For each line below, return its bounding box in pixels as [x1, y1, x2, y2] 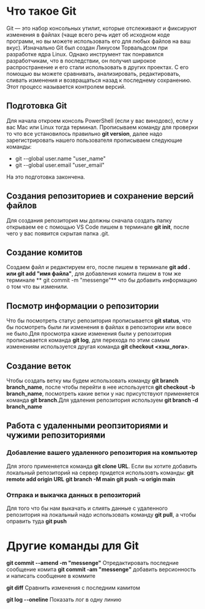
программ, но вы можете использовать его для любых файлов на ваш [6, 37, 191, 45]
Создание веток [6, 361, 72, 371]
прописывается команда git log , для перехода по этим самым [6, 336, 170, 344]
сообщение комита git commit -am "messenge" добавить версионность [6, 566, 196, 573]
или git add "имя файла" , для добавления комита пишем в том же [6, 270, 182, 278]
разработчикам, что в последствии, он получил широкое [6, 57, 156, 64]
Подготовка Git [6, 101, 67, 111]
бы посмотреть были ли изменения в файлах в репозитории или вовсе [6, 323, 192, 331]
